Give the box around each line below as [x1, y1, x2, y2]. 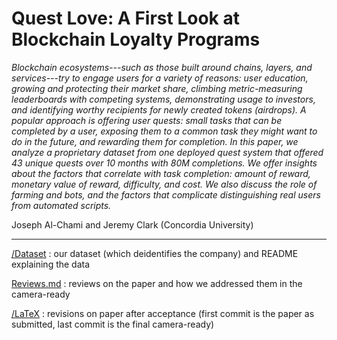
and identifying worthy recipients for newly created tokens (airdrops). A [11, 103, 307, 116]
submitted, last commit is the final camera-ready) [11, 318, 215, 330]
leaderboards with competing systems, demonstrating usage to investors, [11, 93, 316, 105]
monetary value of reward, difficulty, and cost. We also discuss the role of [11, 178, 318, 190]
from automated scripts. [11, 199, 112, 211]
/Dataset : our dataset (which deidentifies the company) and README [11, 247, 299, 259]
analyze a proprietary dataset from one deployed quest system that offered [11, 146, 324, 158]
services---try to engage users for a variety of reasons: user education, [11, 72, 309, 84]
